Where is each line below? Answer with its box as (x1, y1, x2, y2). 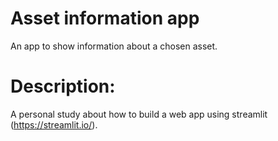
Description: (10, 75, 116, 98)
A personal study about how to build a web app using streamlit (10, 108, 268, 120)
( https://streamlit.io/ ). (10, 118, 98, 131)
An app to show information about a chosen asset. (10, 40, 218, 52)
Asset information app (10, 7, 200, 30)
